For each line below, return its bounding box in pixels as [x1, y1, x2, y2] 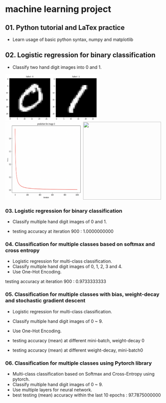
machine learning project [5, 3, 111, 15]
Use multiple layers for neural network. [12, 387, 92, 393]
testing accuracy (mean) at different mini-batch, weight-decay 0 [12, 337, 145, 343]
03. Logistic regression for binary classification [5, 207, 123, 214]
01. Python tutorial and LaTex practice [5, 23, 125, 32]
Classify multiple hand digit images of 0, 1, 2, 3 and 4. [12, 264, 123, 269]
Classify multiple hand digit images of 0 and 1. [12, 219, 107, 225]
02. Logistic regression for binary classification [5, 51, 156, 59]
